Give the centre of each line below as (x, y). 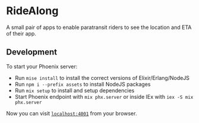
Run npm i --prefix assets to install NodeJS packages (83, 84)
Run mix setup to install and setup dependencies (74, 90)
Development (32, 52)
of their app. (21, 33)
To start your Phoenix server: (42, 66)
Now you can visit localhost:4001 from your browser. (71, 113)
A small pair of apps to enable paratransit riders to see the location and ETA (99, 27)
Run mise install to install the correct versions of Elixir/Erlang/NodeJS (102, 77)
